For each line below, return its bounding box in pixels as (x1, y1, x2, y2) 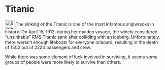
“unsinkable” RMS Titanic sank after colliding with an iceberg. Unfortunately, (5, 34, 160, 40)
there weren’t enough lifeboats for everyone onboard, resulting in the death (5, 39, 158, 45)
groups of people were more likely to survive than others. (5, 59, 122, 65)
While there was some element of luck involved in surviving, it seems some (5, 54, 158, 60)
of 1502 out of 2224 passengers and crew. (5, 44, 92, 50)
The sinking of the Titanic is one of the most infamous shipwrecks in (15, 21, 154, 27)
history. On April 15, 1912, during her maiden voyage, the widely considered (5, 28, 158, 35)
